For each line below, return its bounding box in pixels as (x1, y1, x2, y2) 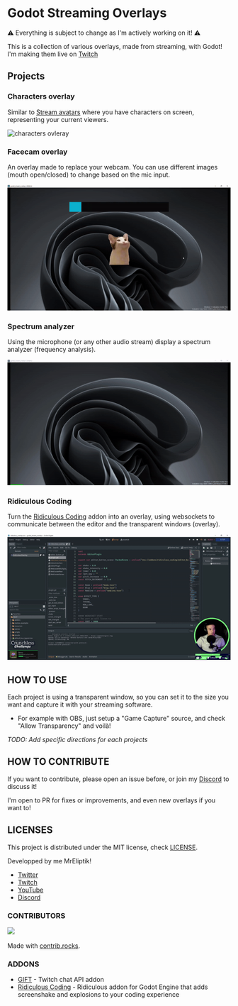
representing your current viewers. (7, 115, 109, 123)
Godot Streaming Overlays (7, 5, 167, 21)
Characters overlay (7, 92, 76, 101)
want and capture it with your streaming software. (7, 700, 153, 709)
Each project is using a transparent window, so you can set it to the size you (7, 693, 229, 702)
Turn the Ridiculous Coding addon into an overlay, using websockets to (7, 512, 215, 521)
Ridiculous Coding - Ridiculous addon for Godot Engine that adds (17, 983, 208, 991)
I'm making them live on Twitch (7, 50, 98, 58)
